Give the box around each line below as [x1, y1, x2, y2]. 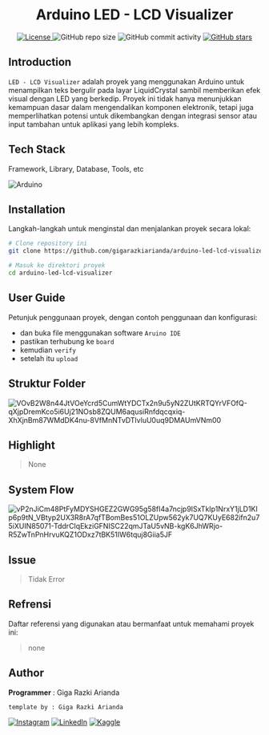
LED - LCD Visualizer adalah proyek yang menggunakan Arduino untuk [8, 76, 245, 86]
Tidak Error [27, 574, 66, 583]
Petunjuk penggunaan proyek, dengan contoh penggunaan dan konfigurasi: [8, 312, 258, 322]
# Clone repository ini [8, 239, 88, 248]
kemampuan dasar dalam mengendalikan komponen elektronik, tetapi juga [8, 102, 254, 112]
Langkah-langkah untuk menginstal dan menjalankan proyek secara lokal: [8, 224, 251, 233]
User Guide [8, 291, 66, 305]
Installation [8, 202, 66, 216]
